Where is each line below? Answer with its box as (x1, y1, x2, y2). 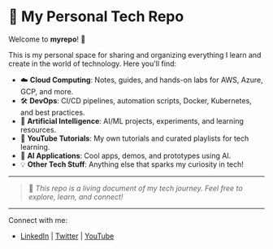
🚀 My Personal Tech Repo (8, 7, 184, 26)
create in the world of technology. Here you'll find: (8, 59, 177, 68)
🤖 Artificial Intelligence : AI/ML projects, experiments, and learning (19, 116, 244, 125)
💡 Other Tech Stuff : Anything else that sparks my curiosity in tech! (19, 159, 244, 169)
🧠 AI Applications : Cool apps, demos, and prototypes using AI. (19, 151, 232, 160)
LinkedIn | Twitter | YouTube (19, 231, 115, 241)
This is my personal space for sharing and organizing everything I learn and (8, 50, 262, 59)
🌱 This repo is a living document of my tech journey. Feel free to (28, 183, 243, 193)
